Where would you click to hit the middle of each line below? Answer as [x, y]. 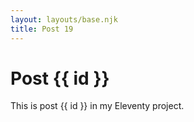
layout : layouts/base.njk [64, 19]
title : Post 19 [42, 29]
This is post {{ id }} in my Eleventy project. [97, 106]
